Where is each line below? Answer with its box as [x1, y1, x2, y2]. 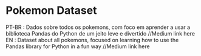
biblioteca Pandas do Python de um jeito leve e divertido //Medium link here [5, 30, 196, 37]
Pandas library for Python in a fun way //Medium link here [5, 43, 150, 50]
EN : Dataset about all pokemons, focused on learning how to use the [5, 36, 179, 43]
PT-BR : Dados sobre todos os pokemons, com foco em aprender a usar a [5, 23, 191, 31]
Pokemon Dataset [5, 4, 97, 17]
